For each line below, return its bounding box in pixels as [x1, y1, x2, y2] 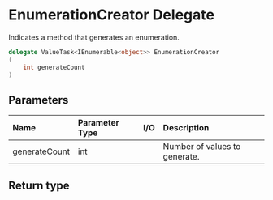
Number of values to [162, 141, 241, 152]
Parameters [8, 93, 69, 107]
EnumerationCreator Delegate [8, 6, 215, 24]
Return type [8, 178, 71, 192]
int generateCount [23, 63, 85, 71]
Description [162, 122, 210, 134]
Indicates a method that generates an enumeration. [8, 32, 180, 42]
